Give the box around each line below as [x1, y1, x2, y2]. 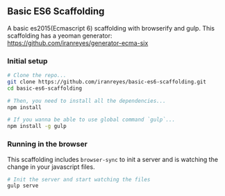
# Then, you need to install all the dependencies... [7, 97, 167, 104]
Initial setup [7, 56, 48, 65]
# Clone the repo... [7, 72, 67, 79]
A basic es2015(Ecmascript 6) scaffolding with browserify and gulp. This [7, 24, 215, 32]
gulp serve [7, 182, 39, 190]
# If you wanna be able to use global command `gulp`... [7, 116, 176, 124]
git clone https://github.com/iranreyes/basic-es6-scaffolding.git [7, 78, 207, 85]
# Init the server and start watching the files [7, 176, 151, 183]
